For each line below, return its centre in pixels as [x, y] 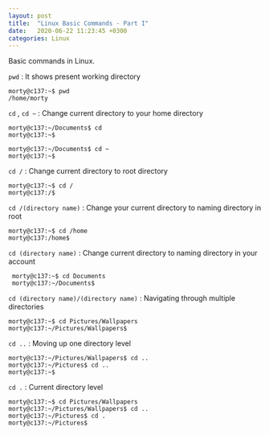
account [22, 261]
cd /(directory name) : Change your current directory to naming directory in [135, 208]
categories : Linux [39, 38]
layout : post [30, 16]
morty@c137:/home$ [39, 238]
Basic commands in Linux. [51, 61]
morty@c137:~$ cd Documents [59, 277]
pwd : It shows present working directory [74, 76]
